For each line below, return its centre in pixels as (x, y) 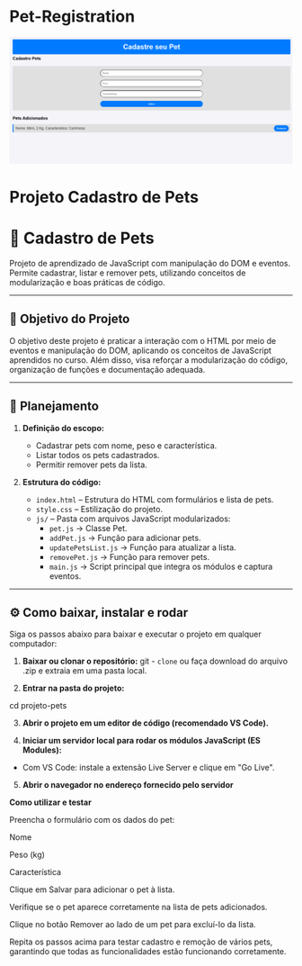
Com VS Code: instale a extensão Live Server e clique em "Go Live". (148, 768)
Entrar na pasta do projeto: (73, 688)
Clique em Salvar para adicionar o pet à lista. (92, 889)
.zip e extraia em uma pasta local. (84, 671)
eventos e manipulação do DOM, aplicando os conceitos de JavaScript (141, 350)
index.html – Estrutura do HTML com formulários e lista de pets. (155, 499)
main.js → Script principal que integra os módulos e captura (161, 566)
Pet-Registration (72, 17)
